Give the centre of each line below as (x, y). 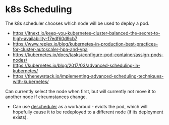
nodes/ (20, 60)
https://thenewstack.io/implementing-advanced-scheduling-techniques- (88, 76)
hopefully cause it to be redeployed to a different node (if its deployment (88, 112)
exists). (20, 117)
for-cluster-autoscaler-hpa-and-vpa (50, 49)
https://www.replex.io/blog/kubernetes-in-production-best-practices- (85, 44)
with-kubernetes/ (31, 81)
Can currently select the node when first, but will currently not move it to (81, 91)
